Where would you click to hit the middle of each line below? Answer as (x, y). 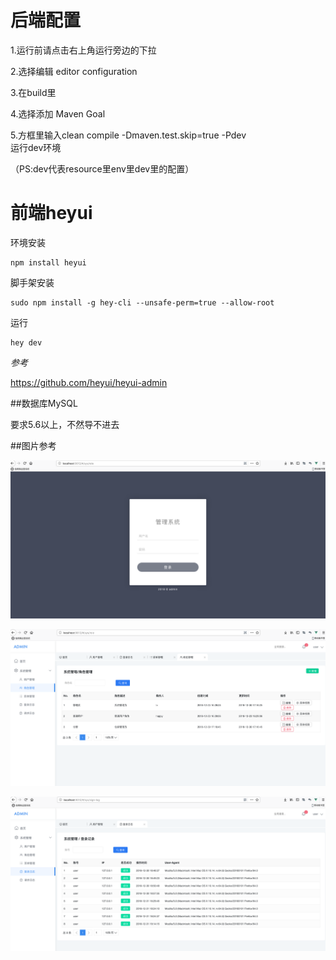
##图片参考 (33, 445)
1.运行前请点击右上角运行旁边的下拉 (83, 50)
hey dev (26, 342)
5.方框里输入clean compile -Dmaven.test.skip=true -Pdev (128, 135)
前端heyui (51, 213)
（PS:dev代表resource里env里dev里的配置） (102, 168)
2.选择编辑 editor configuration (74, 71)
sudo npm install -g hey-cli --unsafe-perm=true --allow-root (142, 302)
